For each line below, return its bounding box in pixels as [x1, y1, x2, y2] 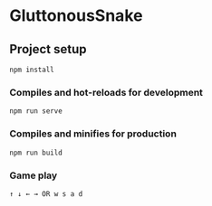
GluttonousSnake [9, 5, 143, 26]
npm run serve [9, 107, 63, 116]
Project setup [9, 42, 88, 57]
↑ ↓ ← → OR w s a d [9, 189, 83, 199]
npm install [9, 65, 54, 74]
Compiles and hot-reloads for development [9, 86, 204, 98]
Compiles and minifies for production [9, 127, 177, 140]
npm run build [9, 148, 63, 157]
